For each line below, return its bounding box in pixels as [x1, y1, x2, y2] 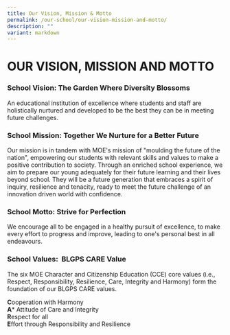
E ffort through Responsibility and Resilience [7, 320, 131, 328]
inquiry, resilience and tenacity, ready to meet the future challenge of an [7, 183, 211, 191]
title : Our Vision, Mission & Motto [7, 10, 112, 17]
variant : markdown [7, 29, 60, 36]
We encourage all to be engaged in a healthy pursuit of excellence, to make [7, 222, 221, 231]
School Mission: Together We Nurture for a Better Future [7, 130, 199, 140]
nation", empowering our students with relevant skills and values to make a [7, 154, 218, 162]
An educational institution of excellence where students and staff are [7, 99, 202, 107]
